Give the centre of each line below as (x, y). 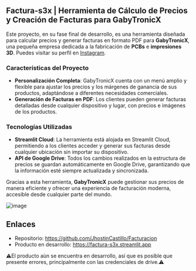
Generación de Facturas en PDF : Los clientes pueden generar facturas (100, 100)
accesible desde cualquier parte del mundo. (59, 194)
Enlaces (21, 224)
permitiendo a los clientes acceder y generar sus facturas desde (92, 146)
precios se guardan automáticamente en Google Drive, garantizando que (102, 164)
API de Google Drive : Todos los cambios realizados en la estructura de (100, 158)
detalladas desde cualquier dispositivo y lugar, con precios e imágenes (100, 105)
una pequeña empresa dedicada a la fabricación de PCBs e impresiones (94, 46)
